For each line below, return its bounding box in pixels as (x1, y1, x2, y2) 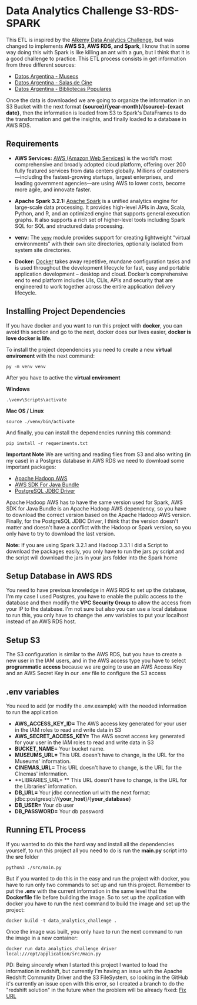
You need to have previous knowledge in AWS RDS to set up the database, (6, 587, 187, 594)
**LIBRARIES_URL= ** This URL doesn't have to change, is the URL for (14, 777, 187, 783)
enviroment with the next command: (6, 352, 95, 359)
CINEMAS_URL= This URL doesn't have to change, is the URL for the (14, 764, 182, 771)
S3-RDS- (135, 4, 179, 18)
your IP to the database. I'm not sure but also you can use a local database (6, 605, 187, 613)
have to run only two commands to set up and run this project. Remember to (6, 881, 191, 888)
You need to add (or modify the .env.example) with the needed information (6, 702, 187, 709)
